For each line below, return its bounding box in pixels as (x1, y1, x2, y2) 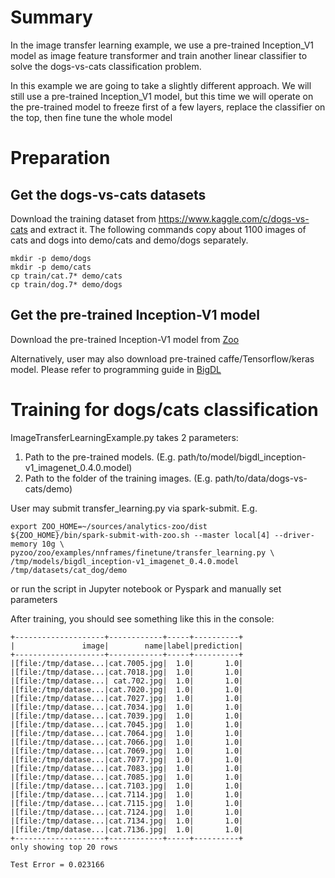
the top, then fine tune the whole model (10, 111, 173, 123)
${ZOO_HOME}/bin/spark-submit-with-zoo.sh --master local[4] (10, 530, 271, 540)
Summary (10, 6, 93, 29)
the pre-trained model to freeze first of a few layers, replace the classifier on (10, 101, 326, 113)
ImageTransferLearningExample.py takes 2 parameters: (10, 431, 239, 443)
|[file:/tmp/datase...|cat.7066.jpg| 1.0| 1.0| (10, 737, 244, 747)
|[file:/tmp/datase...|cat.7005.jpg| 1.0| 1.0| (10, 658, 244, 668)
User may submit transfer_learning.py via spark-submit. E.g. (10, 502, 258, 514)
